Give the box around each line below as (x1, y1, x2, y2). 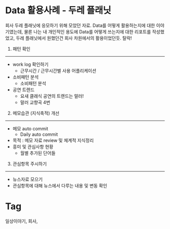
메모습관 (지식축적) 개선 (12, 110, 60, 116)
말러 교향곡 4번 (20, 99, 51, 105)
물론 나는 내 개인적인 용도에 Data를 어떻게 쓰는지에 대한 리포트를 (24, 28, 151, 34)
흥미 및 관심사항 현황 (12, 143, 54, 149)
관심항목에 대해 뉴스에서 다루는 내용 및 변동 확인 (12, 182, 107, 188)
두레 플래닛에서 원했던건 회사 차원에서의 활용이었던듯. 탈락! (16, 35, 133, 41)
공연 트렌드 (12, 87, 35, 93)
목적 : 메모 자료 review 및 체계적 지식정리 (12, 137, 94, 143)
